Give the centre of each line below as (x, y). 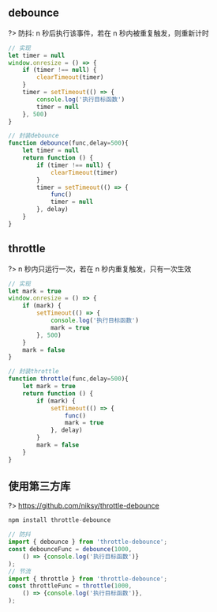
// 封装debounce (34, 136)
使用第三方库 (39, 487)
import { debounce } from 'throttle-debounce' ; (88, 542)
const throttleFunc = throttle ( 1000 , (70, 586)
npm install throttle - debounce (60, 520)
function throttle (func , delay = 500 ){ (68, 379)
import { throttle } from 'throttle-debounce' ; (88, 579)
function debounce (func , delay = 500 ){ (68, 143)
